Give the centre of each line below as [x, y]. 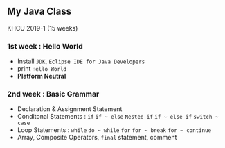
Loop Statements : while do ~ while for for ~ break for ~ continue [114, 130]
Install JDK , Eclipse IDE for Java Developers [81, 61]
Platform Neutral [42, 76]
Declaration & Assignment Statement [70, 109]
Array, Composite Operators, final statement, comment [97, 138]
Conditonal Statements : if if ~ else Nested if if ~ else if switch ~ [118, 117]
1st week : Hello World [45, 46]
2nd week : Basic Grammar [53, 94]
